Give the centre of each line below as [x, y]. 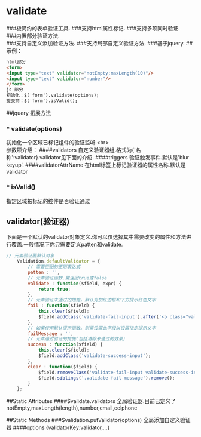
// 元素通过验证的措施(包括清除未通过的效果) [77, 339]
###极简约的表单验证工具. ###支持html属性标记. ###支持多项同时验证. [93, 28]
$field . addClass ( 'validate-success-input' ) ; [95, 356]
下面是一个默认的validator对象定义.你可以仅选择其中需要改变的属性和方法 [96, 237]
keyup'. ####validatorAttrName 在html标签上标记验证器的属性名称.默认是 [96, 165]
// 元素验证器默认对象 [31, 256]
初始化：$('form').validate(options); [53, 96]
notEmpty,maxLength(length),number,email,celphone [72, 408]
